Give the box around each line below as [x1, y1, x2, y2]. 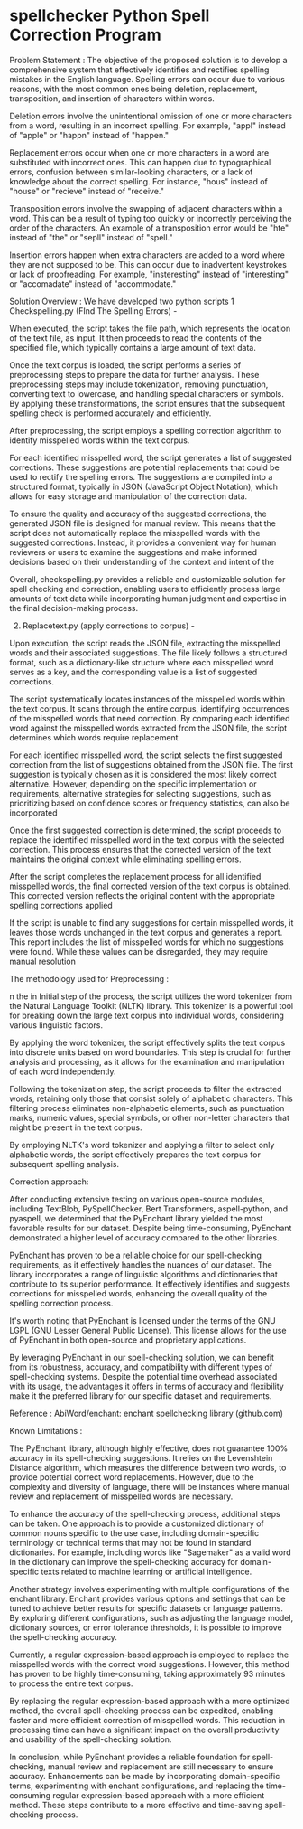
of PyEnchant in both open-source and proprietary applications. [9, 1334, 247, 1345]
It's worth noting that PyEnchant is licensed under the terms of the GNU [9, 1315, 277, 1325]
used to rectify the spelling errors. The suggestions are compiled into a [9, 471, 273, 482]
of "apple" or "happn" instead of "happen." [9, 129, 170, 140]
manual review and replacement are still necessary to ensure [48, 1760, 274, 1772]
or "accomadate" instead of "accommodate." [9, 278, 177, 289]
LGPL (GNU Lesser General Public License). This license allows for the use [9, 1325, 287, 1335]
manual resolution [9, 956, 77, 966]
